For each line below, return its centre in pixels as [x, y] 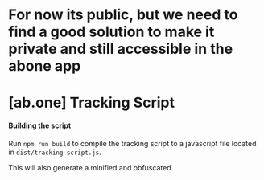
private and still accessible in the [121, 49]
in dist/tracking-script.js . [55, 152]
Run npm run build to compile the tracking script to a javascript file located [132, 143]
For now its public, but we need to [123, 15]
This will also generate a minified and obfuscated [90, 167]
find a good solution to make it [111, 32]
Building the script [40, 125]
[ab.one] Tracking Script [92, 103]
